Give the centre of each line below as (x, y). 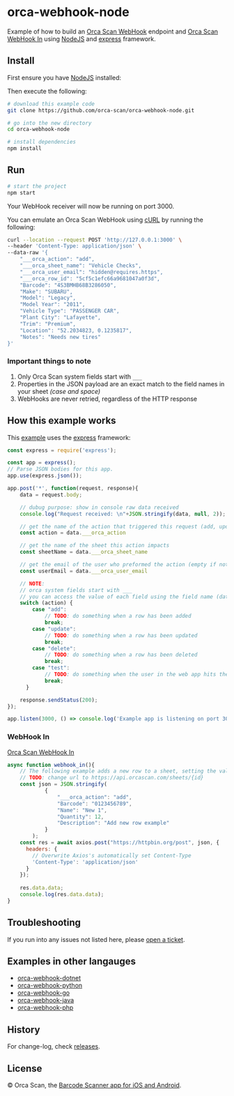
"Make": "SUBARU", (46, 291)
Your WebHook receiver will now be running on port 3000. (91, 206)
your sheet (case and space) (59, 391)
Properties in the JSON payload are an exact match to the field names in (121, 383)
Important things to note (49, 361)
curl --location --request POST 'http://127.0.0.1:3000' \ (95, 240)
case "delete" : (54, 648)
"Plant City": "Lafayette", (60, 318)
